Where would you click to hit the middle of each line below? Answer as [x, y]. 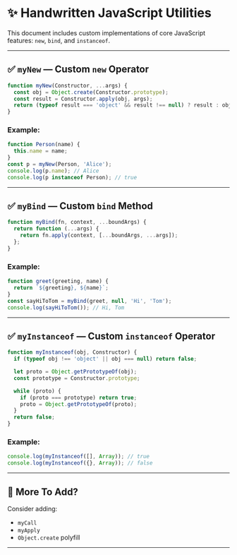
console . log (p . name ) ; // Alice [53, 171]
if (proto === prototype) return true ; [79, 398]
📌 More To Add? [43, 492]
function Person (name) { [44, 145]
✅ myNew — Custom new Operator [78, 70]
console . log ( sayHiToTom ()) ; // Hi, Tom [66, 308]
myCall [27, 523]
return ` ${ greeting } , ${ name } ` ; [61, 288]
